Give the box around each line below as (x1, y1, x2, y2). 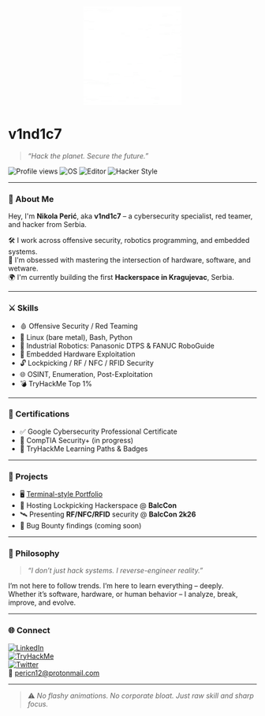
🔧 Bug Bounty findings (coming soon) (19, 521, 142, 531)
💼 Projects (8, 471, 49, 482)
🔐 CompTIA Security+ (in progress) (19, 435, 134, 445)
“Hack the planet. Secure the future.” (27, 151, 149, 160)
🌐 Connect (8, 625, 50, 636)
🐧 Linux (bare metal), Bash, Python (19, 332, 132, 341)
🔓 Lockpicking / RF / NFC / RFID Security (19, 358, 154, 367)
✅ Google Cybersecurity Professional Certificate (19, 427, 177, 436)
